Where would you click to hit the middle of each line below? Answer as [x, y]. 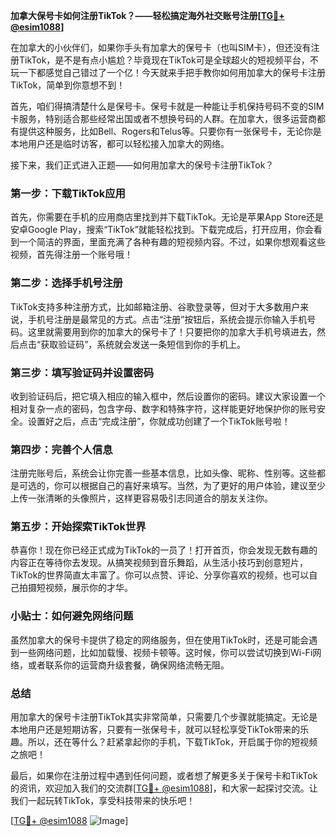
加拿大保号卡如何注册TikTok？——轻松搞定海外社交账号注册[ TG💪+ [147, 15]
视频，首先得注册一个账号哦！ [71, 255]
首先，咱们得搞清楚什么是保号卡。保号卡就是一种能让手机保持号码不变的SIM [167, 106]
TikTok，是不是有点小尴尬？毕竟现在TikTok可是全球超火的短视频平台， [164, 60]
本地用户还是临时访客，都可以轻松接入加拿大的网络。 [120, 143]
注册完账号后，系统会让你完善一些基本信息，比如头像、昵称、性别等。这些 [163, 473]
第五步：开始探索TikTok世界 [78, 527]
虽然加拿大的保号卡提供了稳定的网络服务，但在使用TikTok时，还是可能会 [160, 640]
